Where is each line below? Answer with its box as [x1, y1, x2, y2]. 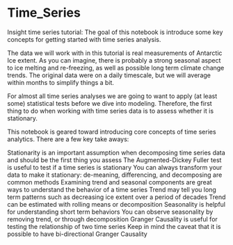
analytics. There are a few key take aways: [7, 134, 129, 143]
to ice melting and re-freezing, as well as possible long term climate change [7, 63, 225, 72]
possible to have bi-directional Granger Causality [7, 230, 147, 238]
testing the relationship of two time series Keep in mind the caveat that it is [7, 222, 221, 230]
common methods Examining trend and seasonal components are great [7, 177, 212, 186]
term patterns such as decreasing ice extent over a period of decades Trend [7, 193, 226, 201]
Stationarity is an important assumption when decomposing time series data [7, 148, 226, 157]
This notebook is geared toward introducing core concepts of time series [7, 127, 217, 136]
